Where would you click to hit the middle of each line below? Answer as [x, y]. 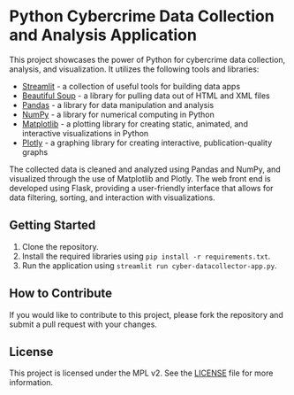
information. [31, 383]
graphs [35, 151]
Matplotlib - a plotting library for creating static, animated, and [135, 124]
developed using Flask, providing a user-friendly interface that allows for [141, 188]
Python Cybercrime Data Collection [142, 16]
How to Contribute [61, 294]
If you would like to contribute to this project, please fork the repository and [147, 314]
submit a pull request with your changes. [83, 324]
